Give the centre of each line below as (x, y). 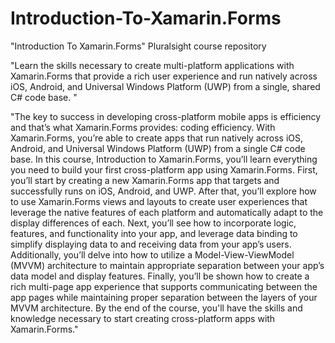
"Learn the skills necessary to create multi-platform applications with (152, 65)
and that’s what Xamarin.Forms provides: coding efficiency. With (143, 127)
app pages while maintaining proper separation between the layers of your (164, 297)
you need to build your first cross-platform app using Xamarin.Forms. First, (164, 169)
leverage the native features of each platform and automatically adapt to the (167, 212)
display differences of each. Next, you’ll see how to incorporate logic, (153, 223)
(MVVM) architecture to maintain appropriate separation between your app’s (167, 265)
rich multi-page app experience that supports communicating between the (164, 286)
